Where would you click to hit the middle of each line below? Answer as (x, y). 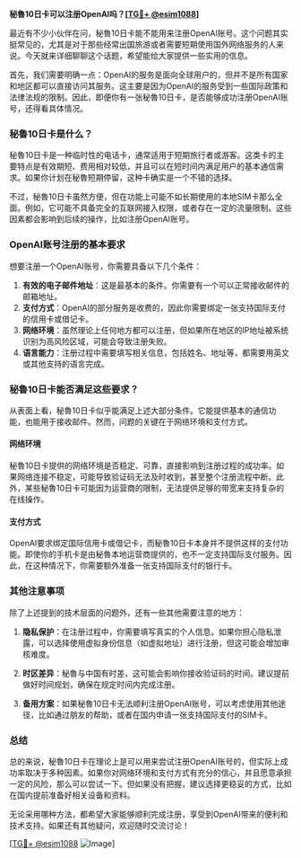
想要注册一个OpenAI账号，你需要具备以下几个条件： (106, 266)
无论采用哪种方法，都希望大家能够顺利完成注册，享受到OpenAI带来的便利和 (149, 814)
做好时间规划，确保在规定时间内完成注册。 (101, 684)
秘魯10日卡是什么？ (51, 134)
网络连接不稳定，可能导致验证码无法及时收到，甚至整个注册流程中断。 (146, 477)
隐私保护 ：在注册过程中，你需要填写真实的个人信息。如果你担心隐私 (148, 632)
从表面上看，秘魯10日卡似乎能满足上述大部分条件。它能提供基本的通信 (139, 410)
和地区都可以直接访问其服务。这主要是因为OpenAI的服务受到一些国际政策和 (149, 86)
